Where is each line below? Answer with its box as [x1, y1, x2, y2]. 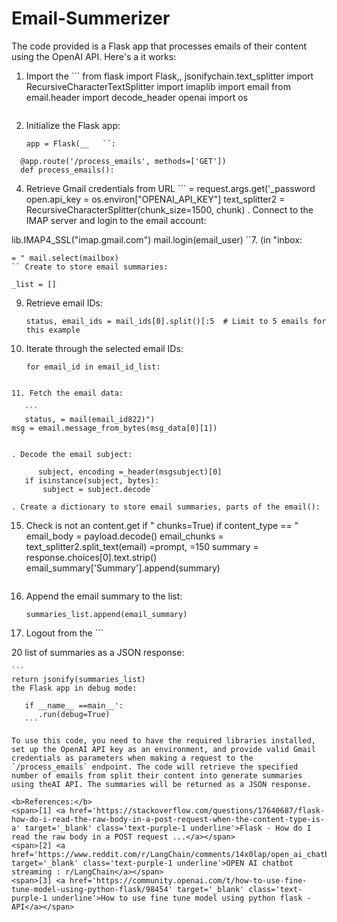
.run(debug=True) [37, 709, 111, 719]
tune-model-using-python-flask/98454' [11, 884, 173, 894]
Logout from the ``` [25, 627, 104, 639]
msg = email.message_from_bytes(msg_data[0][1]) [11, 423, 218, 433]
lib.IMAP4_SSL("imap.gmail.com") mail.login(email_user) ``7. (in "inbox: [11, 233, 303, 246]
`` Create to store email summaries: [11, 262, 169, 272]
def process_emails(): [20, 165, 115, 175]
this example [25, 325, 81, 335]
